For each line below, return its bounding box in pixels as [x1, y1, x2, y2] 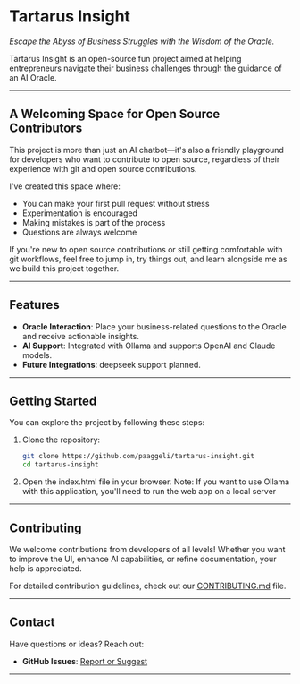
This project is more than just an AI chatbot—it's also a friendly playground [9, 144, 284, 155]
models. [21, 349, 53, 360]
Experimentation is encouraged [21, 208, 138, 218]
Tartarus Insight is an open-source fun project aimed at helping [9, 53, 242, 64]
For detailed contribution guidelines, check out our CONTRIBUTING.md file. [9, 580, 287, 591]
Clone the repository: [21, 434, 101, 445]
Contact [9, 615, 55, 630]
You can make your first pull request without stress [21, 198, 210, 209]
